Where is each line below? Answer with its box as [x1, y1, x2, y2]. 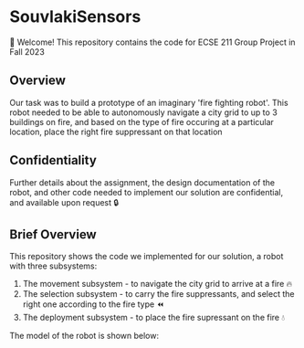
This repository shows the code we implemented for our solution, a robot [9, 251, 284, 262]
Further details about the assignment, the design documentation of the [9, 176, 276, 188]
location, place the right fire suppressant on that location [9, 126, 223, 137]
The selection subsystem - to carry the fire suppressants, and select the [22, 289, 295, 300]
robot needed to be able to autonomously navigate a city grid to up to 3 [9, 107, 278, 118]
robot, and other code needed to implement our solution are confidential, [9, 186, 284, 197]
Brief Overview [9, 227, 98, 242]
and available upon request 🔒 [9, 196, 120, 207]
